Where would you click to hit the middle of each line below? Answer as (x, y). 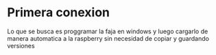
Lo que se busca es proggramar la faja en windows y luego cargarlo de (108, 31)
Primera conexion (59, 13)
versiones (21, 45)
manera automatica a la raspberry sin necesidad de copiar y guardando (108, 38)
